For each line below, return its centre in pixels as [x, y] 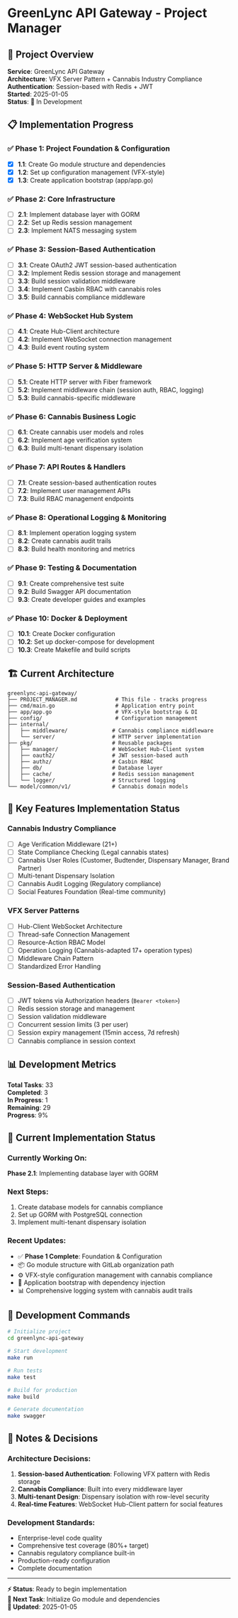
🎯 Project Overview [51, 54]
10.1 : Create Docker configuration [66, 634]
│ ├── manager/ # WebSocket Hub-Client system [106, 750]
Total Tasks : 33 [30, 1085]
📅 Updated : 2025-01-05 [42, 1607]
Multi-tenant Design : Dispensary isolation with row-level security [113, 1496]
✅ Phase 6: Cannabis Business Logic [72, 416]
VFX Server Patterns [44, 911]
